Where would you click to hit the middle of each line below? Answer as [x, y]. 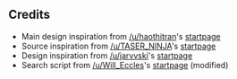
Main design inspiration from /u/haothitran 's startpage [121, 36]
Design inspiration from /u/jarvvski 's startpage [107, 55]
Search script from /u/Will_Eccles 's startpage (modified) [125, 65]
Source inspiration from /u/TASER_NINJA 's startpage [118, 46]
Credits [30, 15]
